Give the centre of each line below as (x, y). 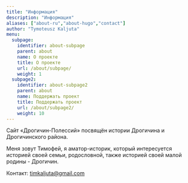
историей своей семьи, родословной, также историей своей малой (94, 155)
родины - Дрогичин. (33, 162)
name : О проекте (38, 57)
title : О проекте (39, 62)
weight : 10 (31, 113)
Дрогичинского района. (37, 137)
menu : (13, 35)
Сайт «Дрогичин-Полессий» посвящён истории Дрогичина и (86, 130)
